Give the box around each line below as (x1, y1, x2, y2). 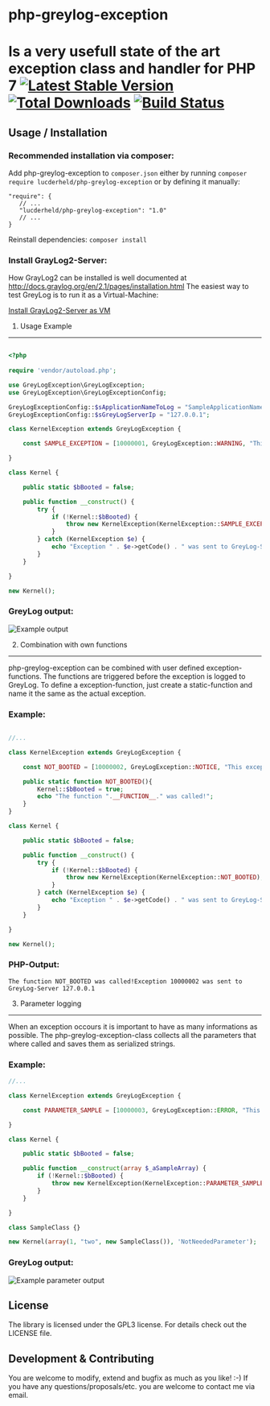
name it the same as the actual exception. (8, 689, 146, 698)
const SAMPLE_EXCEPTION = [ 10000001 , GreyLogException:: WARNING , (22, 440, 247, 448)
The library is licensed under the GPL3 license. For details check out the (8, 1320, 247, 1329)
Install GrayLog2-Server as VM (8, 306, 111, 316)
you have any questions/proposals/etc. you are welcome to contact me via (8, 1382, 256, 1392)
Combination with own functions (19, 639, 128, 649)
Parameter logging (19, 999, 82, 1008)
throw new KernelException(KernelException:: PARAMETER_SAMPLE (51, 1180, 264, 1188)
